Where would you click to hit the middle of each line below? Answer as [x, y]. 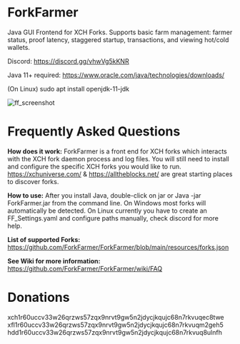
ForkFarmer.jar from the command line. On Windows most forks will [107, 203]
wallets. [19, 47]
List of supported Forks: [44, 239]
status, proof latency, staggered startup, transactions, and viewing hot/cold [118, 39]
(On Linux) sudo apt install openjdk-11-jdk [69, 88]
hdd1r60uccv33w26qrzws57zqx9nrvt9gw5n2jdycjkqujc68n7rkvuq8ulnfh [115, 332]
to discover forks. [33, 181]
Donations [39, 298]
